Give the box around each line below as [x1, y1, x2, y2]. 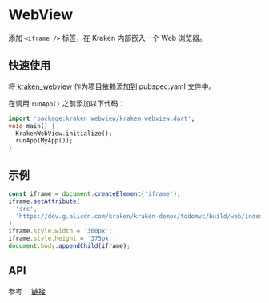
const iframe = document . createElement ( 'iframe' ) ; [8, 189, 181, 197]
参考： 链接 [8, 286, 46, 296]
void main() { [8, 122, 56, 130]
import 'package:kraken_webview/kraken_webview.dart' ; [8, 114, 195, 122]
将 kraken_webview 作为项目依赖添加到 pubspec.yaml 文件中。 [8, 82, 216, 91]
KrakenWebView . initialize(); [15, 130, 113, 138]
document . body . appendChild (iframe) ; [8, 242, 130, 250]
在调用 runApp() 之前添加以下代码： [8, 98, 126, 108]
